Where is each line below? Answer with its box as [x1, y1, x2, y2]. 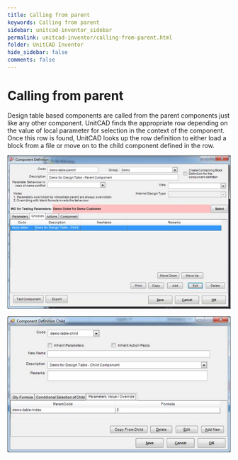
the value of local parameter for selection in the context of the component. [7, 126, 225, 135]
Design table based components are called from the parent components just [7, 111, 230, 120]
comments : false [7, 57, 55, 64]
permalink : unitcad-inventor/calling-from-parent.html [7, 34, 173, 41]
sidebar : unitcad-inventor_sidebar [7, 26, 113, 33]
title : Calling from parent [7, 11, 91, 18]
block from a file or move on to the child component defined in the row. [7, 141, 215, 150]
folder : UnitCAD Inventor [7, 41, 84, 49]
